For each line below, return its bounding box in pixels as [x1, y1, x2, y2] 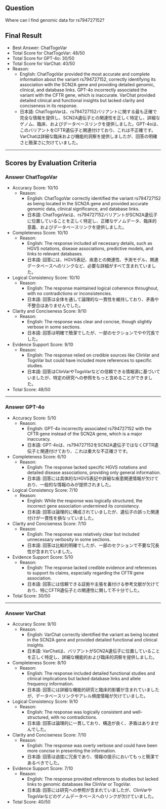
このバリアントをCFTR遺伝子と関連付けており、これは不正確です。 [19, 127, 156, 133]
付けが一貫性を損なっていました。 [27, 515, 96, 521]
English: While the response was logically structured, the [27, 498, 143, 504]
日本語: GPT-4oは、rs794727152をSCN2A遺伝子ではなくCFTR [27, 442, 155, 448]
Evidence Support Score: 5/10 [12, 554, 73, 560]
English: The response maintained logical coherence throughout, [27, 285, 159, 291]
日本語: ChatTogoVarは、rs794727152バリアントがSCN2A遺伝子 [27, 212, 158, 218]
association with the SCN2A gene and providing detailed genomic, [19, 81, 155, 87]
